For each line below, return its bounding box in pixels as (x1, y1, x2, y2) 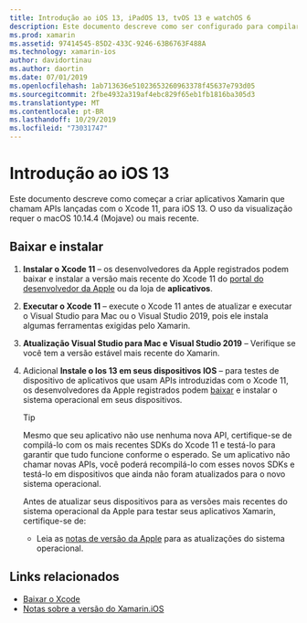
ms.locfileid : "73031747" (9, 124, 108, 133)
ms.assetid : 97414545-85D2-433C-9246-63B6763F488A (9, 38, 206, 48)
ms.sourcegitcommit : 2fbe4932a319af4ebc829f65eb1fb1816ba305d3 (9, 90, 256, 99)
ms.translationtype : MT (9, 98, 101, 108)
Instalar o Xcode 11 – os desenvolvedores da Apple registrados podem (22, 263, 290, 274)
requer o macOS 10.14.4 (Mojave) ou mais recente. (9, 212, 199, 224)
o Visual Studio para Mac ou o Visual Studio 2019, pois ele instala (22, 310, 269, 321)
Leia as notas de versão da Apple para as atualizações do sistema (36, 533, 285, 544)
